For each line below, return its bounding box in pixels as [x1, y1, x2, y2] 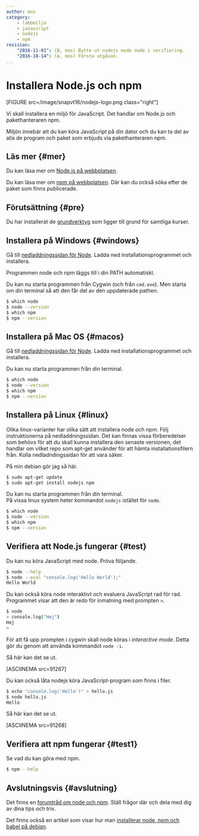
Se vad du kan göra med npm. [6, 755, 80, 762]
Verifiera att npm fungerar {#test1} [6, 739, 138, 749]
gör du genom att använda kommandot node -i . [6, 642, 123, 649]
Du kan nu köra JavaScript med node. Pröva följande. [6, 557, 137, 564]
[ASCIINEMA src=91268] [6, 722, 67, 729]
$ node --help [6, 568, 42, 575]
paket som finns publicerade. [6, 185, 78, 192]
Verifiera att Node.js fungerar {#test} [6, 542, 147, 552]
